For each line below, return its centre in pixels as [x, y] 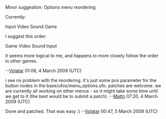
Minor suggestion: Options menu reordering [51, 7]
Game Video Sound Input [31, 46]
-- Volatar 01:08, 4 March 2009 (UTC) [43, 70]
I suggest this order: [26, 36]
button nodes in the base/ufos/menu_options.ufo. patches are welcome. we [83, 85]
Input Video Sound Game [31, 26]
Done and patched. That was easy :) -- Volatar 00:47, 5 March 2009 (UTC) [81, 111]
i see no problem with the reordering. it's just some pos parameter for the [81, 80]
